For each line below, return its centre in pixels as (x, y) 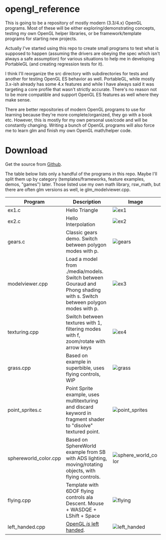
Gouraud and (81, 284)
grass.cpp (19, 368)
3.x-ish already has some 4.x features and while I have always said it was (80, 84)
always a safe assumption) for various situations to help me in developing (80, 58)
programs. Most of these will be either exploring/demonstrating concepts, (80, 28)
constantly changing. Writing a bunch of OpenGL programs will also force (80, 125)
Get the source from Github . (34, 164)
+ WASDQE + (81, 509)
